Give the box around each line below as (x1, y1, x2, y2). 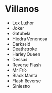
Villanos (5, 3, 39, 15)
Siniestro (12, 83, 30, 89)
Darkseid (12, 41, 31, 46)
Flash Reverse (12, 78, 41, 84)
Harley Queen (12, 51, 41, 57)
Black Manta (12, 72, 38, 78)
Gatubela (12, 30, 31, 36)
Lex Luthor (12, 20, 34, 26)
